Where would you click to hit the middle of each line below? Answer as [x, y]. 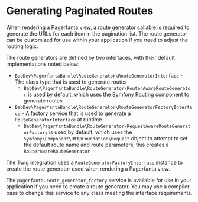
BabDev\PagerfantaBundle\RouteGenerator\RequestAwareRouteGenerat [107, 126]
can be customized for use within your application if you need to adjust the [97, 40]
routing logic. [22, 46]
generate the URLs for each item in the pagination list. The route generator [97, 33]
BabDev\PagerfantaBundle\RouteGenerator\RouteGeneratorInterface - [99, 75]
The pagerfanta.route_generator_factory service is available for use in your [99, 180]
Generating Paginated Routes [80, 11]
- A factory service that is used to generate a [76, 113]
